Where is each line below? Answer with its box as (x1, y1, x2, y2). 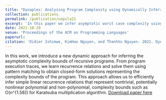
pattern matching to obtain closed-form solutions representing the (5, 68, 140, 74)
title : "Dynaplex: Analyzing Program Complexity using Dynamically (5, 7, 147, 12)
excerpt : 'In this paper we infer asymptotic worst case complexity (5, 21, 149, 26)
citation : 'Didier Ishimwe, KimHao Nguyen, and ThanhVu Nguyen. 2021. (5, 39, 154, 44)
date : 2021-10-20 (5, 26, 41, 31)
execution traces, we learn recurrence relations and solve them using (5, 63, 146, 69)
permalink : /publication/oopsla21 (5, 16, 77, 21)
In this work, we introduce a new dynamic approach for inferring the (5, 53, 144, 59)
